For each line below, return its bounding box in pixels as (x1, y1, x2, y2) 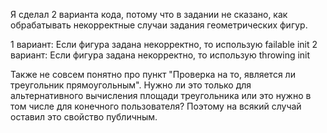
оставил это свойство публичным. (10, 111, 158, 123)
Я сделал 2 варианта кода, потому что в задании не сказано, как (10, 9, 288, 20)
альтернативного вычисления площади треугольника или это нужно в (10, 90, 312, 101)
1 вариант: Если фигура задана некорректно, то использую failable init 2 (10, 39, 318, 50)
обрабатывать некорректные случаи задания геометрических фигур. (10, 19, 308, 31)
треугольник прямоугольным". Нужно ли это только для (10, 79, 252, 91)
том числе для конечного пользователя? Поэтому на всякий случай (10, 100, 302, 112)
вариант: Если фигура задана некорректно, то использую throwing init (10, 49, 311, 61)
